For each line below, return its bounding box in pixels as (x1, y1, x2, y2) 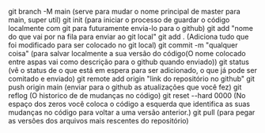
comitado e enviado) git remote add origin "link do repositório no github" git (8, 74, 256, 83)
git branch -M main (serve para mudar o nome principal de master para (8, 7, 241, 16)
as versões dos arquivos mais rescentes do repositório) (8, 116, 189, 125)
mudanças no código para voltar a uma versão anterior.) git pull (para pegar (8, 108, 256, 117)
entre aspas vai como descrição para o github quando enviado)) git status (8, 57, 249, 66)
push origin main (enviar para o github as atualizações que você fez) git (8, 82, 242, 92)
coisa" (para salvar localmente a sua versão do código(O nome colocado (8, 49, 247, 58)
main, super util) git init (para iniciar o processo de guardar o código (8, 15, 230, 25)
